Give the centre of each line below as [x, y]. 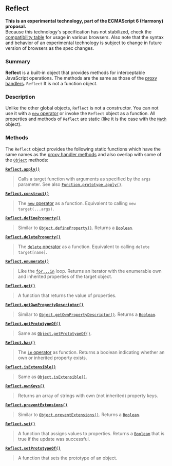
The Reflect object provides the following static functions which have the [83, 149]
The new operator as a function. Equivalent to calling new [77, 203]
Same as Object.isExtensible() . [52, 377]
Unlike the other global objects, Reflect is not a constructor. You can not [82, 108]
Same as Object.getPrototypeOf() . [55, 333]
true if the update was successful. [54, 439]
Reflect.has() [21, 343]
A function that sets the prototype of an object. [68, 458]
